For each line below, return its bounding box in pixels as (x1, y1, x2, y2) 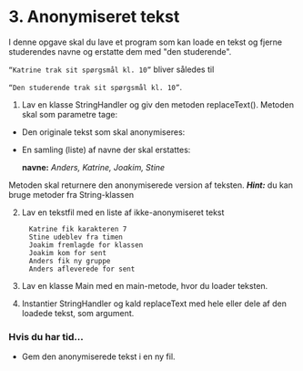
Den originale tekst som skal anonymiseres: (21, 126, 186, 138)
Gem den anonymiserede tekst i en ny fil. (21, 351, 176, 362)
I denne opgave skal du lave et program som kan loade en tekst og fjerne (8, 36, 283, 47)
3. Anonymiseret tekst (8, 6, 180, 27)
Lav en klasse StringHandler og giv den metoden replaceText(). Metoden (21, 98, 295, 110)
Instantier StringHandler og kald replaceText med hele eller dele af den (21, 298, 288, 309)
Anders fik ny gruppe (28, 256, 111, 265)
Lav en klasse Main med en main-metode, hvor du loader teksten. (21, 280, 268, 291)
